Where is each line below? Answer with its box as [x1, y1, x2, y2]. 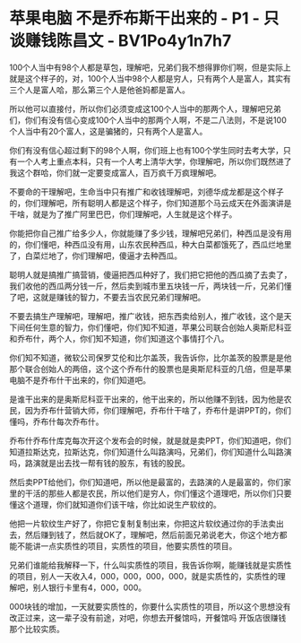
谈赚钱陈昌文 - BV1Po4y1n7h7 [9, 30, 232, 51]
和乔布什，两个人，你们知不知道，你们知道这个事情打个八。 [9, 333, 229, 343]
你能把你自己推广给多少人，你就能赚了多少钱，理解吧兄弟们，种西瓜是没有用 [9, 228, 292, 239]
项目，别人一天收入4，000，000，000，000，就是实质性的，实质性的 [16, 570, 279, 581]
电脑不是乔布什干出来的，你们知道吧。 [9, 374, 150, 386]
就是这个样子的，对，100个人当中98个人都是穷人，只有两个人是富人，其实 [9, 73, 284, 83]
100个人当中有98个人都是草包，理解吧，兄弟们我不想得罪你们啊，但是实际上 [9, 62, 291, 73]
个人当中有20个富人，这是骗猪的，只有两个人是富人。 [9, 126, 208, 136]
